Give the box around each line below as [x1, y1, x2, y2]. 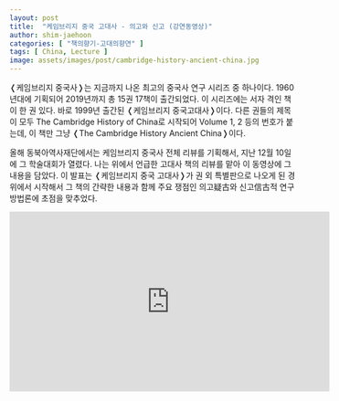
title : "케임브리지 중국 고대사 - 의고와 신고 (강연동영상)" [9, 22, 213, 31]
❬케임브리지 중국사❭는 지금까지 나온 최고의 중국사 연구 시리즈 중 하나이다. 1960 [9, 82, 295, 92]
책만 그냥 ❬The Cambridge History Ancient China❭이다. [37, 128, 247, 138]
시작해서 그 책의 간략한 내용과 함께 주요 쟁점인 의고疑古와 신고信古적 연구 [33, 182, 295, 192]
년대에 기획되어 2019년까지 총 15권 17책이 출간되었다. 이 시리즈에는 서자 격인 [9, 93, 282, 104]
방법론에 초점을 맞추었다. [9, 193, 98, 204]
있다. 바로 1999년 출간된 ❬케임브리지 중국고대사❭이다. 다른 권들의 [37, 105, 275, 115]
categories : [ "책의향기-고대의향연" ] [9, 38, 144, 48]
